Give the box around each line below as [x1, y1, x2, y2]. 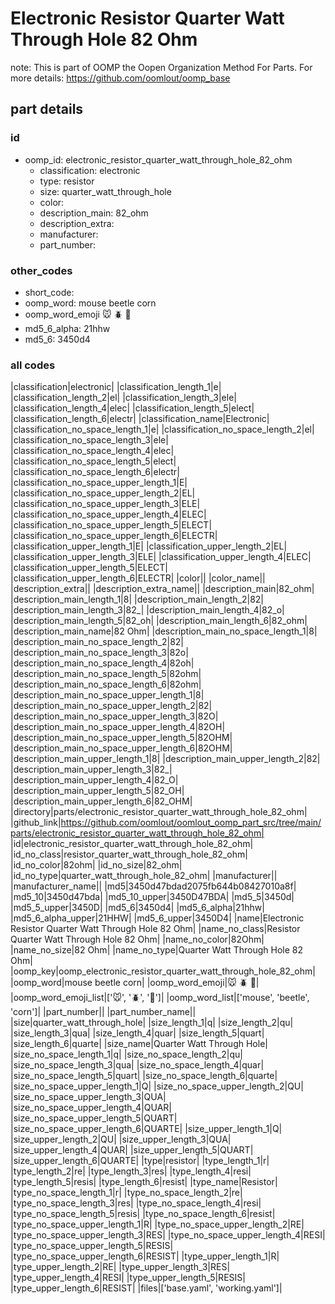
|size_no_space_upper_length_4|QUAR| [10, 1102, 172, 1114]
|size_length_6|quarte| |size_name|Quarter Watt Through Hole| [10, 1038, 268, 1050]
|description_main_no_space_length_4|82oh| [10, 657, 195, 669]
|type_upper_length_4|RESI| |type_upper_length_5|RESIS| [10, 1272, 246, 1284]
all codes [10, 358, 56, 372]
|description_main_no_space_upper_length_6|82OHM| [10, 742, 233, 754]
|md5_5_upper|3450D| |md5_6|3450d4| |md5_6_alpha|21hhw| [10, 902, 265, 914]
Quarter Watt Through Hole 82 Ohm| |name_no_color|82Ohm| [10, 933, 265, 946]
